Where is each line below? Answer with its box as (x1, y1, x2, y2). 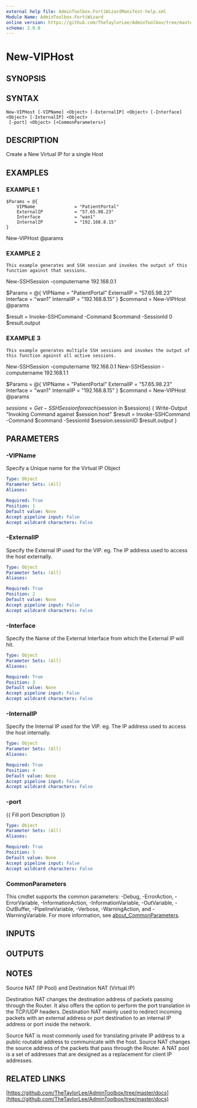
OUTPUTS (6, 948, 44, 958)
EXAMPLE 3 (6, 334, 41, 342)
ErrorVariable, (6, 899, 40, 906)
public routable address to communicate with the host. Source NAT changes (6, 1038, 191, 1045)
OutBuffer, (6, 905, 31, 913)
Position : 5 (6, 849, 35, 856)
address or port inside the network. (6, 1021, 91, 1028)
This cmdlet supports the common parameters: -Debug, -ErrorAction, (6, 893, 174, 900)
